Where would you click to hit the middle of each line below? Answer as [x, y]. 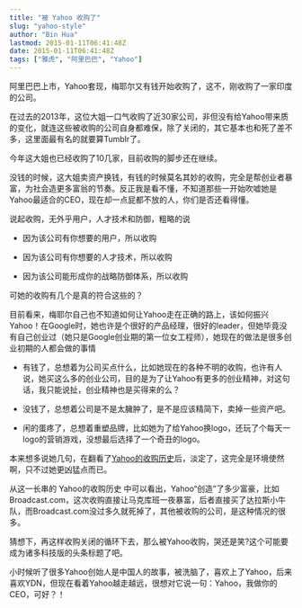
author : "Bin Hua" [44, 34]
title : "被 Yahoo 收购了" [55, 18]
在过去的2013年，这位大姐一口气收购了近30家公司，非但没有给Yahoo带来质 [149, 116]
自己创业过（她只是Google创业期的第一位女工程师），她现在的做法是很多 [151, 337]
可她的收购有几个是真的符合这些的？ [76, 295]
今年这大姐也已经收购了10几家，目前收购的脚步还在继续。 [116, 158]
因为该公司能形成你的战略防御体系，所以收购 [105, 276]
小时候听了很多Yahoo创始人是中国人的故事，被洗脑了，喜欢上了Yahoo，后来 [151, 572]
